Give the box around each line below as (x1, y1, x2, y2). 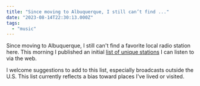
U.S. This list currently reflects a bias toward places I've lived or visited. (6, 73, 185, 80)
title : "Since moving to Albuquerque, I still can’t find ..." (6, 8, 170, 15)
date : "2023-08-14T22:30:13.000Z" (6, 14, 94, 20)
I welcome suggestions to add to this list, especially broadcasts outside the (6, 67, 194, 74)
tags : (6, 20, 20, 26)
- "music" (12, 25, 36, 32)
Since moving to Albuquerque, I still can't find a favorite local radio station (6, 42, 191, 49)
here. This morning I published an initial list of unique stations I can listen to (6, 49, 195, 56)
